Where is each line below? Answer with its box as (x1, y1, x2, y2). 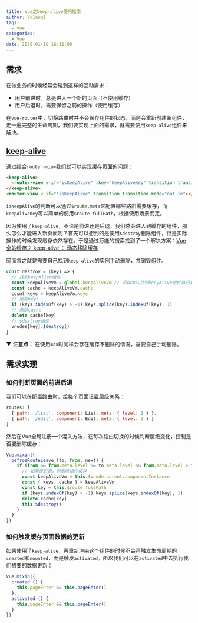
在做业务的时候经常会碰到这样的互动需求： (6, 81, 110, 88)
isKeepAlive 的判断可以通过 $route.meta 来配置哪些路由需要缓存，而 (6, 202, 168, 209)
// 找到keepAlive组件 (11, 274, 61, 280)
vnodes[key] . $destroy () (11, 323, 70, 329)
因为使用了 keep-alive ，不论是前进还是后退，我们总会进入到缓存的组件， (6, 222, 183, 229)
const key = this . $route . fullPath (21, 484, 107, 490)
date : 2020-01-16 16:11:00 (6, 42, 72, 48)
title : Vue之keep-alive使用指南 (6, 8, 81, 15)
